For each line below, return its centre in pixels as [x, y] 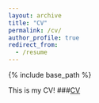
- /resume [31, 52]
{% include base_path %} [50, 75]
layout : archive [35, 15]
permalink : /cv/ [35, 30]
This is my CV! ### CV [44, 90]
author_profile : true [44, 38]
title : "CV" [28, 23]
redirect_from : [33, 45]
